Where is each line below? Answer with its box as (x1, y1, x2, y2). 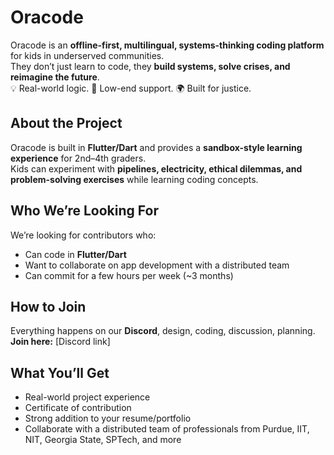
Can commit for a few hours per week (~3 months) (24, 269, 234, 281)
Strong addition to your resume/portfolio (24, 412, 192, 425)
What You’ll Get (10, 364, 110, 381)
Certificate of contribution (24, 402, 132, 414)
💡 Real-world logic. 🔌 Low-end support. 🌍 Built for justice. (10, 82, 252, 94)
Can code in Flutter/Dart (24, 248, 127, 260)
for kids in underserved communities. (10, 49, 165, 61)
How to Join (10, 298, 87, 315)
